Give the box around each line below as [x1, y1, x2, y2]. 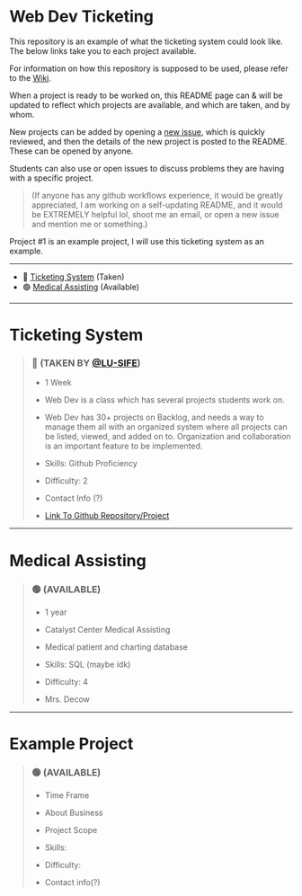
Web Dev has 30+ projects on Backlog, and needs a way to [44, 412, 264, 423]
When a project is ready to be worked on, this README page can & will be [9, 90, 283, 101]
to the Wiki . [9, 72, 52, 83]
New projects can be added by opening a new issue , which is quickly [9, 126, 265, 137]
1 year [44, 607, 67, 617]
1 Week [44, 377, 72, 388]
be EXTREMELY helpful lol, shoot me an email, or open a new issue [31, 208, 280, 219]
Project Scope [44, 825, 98, 836]
